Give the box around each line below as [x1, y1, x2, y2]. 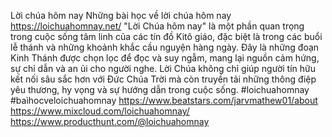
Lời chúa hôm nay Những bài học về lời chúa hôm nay [10, 10, 232, 21]
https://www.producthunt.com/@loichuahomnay [10, 116, 210, 127]
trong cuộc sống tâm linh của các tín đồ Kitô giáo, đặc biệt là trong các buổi [10, 31, 323, 42]
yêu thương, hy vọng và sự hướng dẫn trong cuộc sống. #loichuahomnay [10, 84, 310, 95]
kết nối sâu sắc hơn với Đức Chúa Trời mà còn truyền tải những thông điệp [10, 73, 317, 85]
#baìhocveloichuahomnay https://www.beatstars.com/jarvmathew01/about [10, 95, 318, 106]
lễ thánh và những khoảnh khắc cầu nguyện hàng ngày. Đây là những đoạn [10, 41, 320, 53]
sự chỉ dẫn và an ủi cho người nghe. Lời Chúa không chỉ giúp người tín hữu [10, 63, 316, 74]
